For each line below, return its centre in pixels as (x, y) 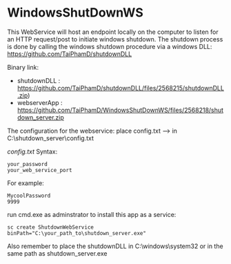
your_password (28, 164)
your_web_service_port (40, 170)
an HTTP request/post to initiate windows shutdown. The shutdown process (115, 39)
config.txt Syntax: (32, 151)
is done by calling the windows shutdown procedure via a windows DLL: (110, 46)
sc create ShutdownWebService (51, 227)
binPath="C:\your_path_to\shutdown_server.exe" (77, 233)
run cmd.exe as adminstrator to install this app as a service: (92, 214)
